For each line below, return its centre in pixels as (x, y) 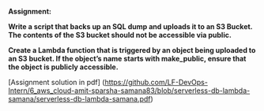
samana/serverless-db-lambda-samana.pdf (80, 99)
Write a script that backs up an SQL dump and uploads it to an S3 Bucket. (130, 26)
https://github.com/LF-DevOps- (156, 82)
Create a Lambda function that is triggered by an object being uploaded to (132, 50)
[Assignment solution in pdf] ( (57, 82)
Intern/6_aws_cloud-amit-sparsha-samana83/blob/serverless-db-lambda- (129, 91)
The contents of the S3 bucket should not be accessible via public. (120, 35)
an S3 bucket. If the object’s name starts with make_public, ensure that (127, 59)
